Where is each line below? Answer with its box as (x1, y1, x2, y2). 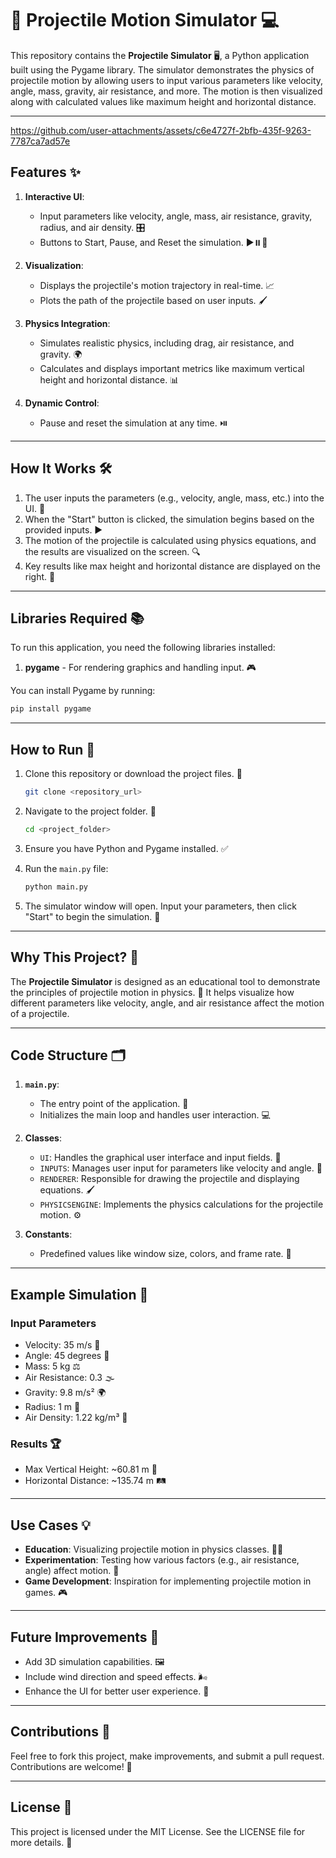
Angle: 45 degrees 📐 (24, 1350, 110, 1361)
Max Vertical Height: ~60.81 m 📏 (24, 1463, 158, 1476)
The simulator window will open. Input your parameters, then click (24, 900, 297, 912)
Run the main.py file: (24, 862, 109, 874)
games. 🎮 (24, 1587, 68, 1599)
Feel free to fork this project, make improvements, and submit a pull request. (10, 1750, 325, 1762)
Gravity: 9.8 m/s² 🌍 (24, 1387, 107, 1398)
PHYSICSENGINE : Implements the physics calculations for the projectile (39, 1198, 324, 1211)
